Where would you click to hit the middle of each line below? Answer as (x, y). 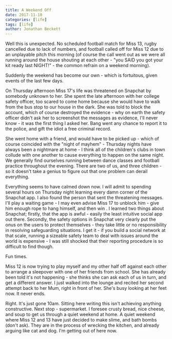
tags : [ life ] (19, 24)
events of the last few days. (34, 81)
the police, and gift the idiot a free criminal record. (58, 129)
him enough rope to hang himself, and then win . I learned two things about (85, 208)
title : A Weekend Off (28, 10)
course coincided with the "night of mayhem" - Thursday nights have (79, 144)
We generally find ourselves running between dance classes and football (82, 161)
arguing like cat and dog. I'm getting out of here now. (61, 331)
